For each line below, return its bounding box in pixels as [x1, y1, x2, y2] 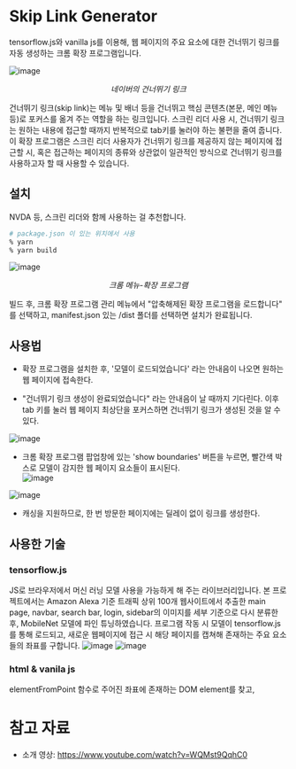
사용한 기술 [9, 536, 66, 551]
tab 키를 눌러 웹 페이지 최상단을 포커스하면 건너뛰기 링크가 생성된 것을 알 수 [21, 405, 281, 416]
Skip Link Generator [9, 6, 157, 27]
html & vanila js [9, 663, 76, 675]
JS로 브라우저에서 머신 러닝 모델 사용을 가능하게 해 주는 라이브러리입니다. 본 [9, 585, 271, 595]
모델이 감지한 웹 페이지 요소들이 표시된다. [38, 462, 181, 473]
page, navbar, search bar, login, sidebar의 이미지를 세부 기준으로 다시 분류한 [9, 607, 278, 618]
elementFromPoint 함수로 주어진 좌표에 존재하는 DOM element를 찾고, [9, 684, 255, 695]
